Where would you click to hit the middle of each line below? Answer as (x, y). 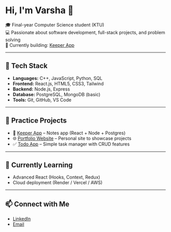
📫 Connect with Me (37, 204)
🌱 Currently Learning (39, 165)
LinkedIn (22, 219)
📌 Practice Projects (36, 121)
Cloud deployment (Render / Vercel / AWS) (58, 183)
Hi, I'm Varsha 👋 (39, 10)
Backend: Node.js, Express (41, 89)
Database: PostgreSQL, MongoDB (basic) (56, 94)
